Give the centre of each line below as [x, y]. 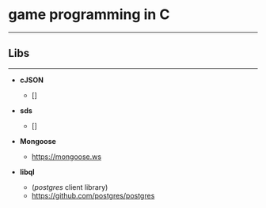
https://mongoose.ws [66, 157]
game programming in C [89, 15]
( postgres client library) [70, 187]
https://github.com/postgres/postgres [93, 195]
